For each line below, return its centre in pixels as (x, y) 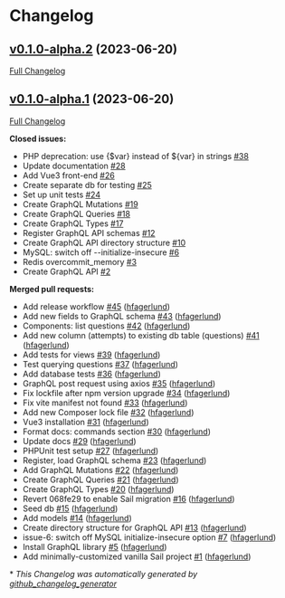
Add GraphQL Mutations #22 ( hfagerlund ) (100, 470)
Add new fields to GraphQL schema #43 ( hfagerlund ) (122, 316)
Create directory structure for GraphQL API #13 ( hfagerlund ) (134, 527)
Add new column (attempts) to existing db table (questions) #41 (141, 335)
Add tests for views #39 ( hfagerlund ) (91, 355)
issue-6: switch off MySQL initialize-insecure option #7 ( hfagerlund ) (149, 537)
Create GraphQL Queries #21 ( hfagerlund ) (100, 479)
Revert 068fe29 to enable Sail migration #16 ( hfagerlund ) (128, 498)
